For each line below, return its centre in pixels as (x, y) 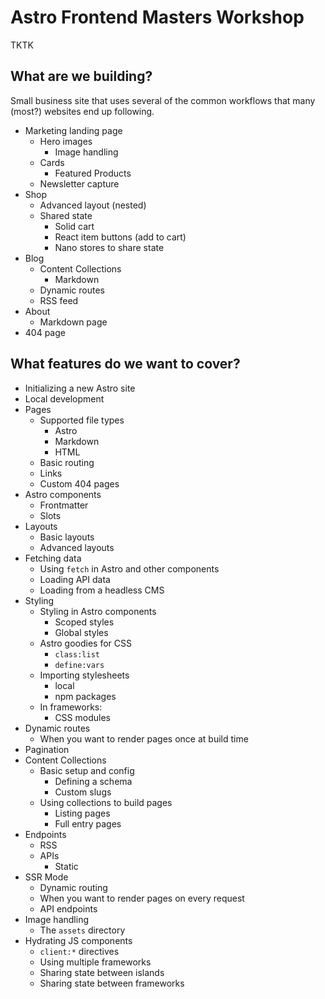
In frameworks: (71, 707)
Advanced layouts (77, 547)
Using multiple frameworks (95, 962)
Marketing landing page (73, 130)
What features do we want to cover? (125, 364)
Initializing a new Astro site (80, 388)
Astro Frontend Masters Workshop (157, 17)
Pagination (47, 749)
